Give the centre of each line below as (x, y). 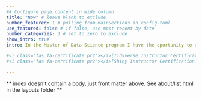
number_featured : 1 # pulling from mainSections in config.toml (88, 23)
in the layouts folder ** (34, 89)
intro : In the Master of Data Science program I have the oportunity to (99, 45)
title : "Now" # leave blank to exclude (56, 17)
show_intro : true (28, 39)
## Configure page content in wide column (60, 12)
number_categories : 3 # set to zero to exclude (67, 34)
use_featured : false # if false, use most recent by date (80, 28)
